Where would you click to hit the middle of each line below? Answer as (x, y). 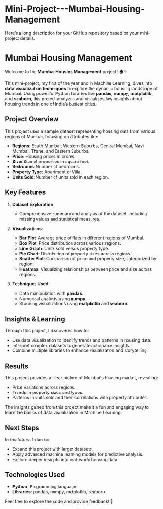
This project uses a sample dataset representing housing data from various (80, 131)
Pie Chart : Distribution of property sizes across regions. (75, 254)
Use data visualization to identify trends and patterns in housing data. (82, 340)
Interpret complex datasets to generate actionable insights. (71, 346)
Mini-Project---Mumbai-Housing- (75, 9)
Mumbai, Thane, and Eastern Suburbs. (51, 151)
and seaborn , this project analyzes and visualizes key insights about (74, 98)
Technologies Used (35, 475)
